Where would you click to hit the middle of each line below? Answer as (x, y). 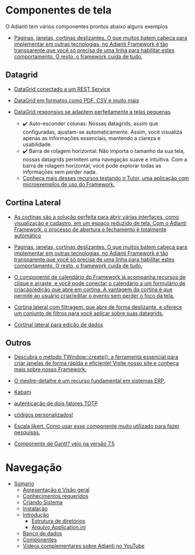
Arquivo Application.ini (58, 527)
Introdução (36, 515)
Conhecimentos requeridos (55, 496)
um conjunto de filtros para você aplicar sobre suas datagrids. (89, 313)
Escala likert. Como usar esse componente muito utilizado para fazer (97, 426)
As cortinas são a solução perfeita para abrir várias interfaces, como (96, 217)
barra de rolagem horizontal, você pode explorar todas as (92, 165)
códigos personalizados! (43, 415)
